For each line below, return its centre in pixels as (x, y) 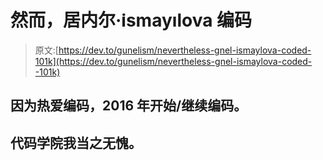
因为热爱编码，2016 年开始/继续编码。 (129, 106)
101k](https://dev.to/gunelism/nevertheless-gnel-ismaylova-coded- (173, 61)
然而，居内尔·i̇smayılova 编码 (131, 20)
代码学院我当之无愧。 (76, 142)
